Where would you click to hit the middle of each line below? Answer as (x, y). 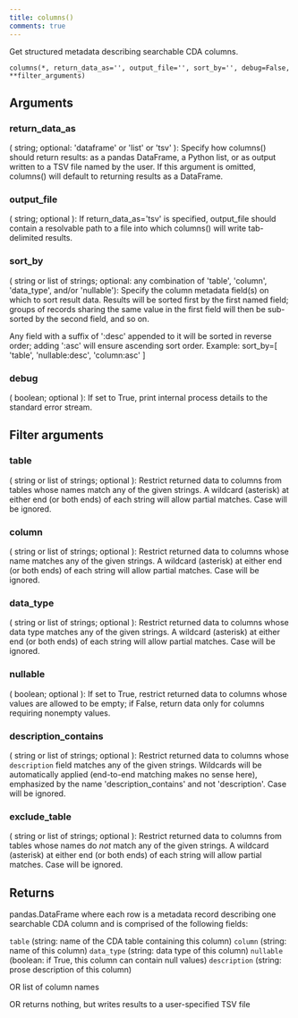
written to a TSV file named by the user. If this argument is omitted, (133, 167)
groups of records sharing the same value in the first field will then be (137, 309)
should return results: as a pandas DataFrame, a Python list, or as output (143, 157)
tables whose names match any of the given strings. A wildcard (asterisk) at (149, 489)
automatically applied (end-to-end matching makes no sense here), (133, 774)
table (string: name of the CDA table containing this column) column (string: (148, 941)
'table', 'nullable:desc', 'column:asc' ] (77, 355)
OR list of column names (55, 987)
